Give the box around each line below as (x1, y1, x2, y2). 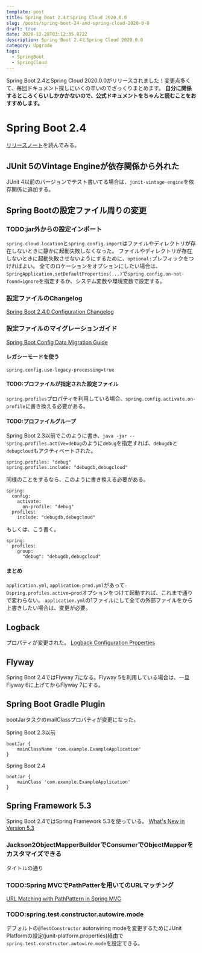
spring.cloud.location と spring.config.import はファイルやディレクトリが (6, 239, 191, 247)
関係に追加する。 (11, 186, 54, 193)
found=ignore (6, 279, 39, 285)
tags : (6, 48, 20, 54)
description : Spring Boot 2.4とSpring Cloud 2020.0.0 (6, 37, 144, 43)
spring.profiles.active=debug (6, 441, 83, 447)
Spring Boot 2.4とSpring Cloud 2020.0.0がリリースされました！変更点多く (6, 77, 191, 84)
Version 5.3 (6, 824, 34, 832)
